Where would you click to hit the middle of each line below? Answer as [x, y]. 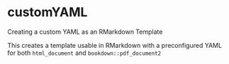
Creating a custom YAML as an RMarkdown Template [85, 32]
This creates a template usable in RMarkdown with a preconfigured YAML [114, 45]
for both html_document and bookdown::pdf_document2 [84, 53]
